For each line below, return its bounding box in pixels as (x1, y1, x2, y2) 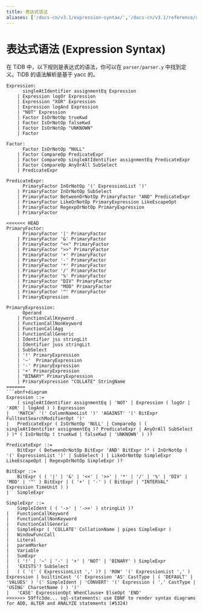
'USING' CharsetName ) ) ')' (6, 585, 80, 591)
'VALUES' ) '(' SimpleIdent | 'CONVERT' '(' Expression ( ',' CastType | (6, 579, 196, 585)
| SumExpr (6, 553, 36, 559)
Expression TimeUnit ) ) (6, 484, 69, 491)
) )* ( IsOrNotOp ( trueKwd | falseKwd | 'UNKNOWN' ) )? (6, 432, 153, 438)
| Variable (6, 547, 39, 554)
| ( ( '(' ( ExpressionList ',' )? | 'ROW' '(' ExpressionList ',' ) (6, 569, 190, 575)
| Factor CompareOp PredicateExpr (17, 151, 104, 158)
